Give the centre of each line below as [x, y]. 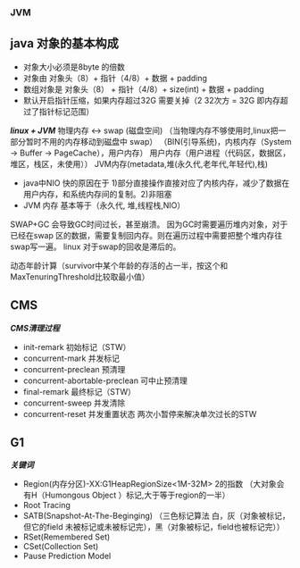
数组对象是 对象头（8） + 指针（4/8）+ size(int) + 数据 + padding [143, 89]
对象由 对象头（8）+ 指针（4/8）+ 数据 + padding [115, 78]
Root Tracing [46, 505]
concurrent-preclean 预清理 [74, 369]
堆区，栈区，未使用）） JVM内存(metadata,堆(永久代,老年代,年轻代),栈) [139, 163]
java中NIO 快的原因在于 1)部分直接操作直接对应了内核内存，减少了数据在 [156, 183]
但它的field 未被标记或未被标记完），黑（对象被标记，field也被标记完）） [154, 527]
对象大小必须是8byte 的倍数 [74, 67]
